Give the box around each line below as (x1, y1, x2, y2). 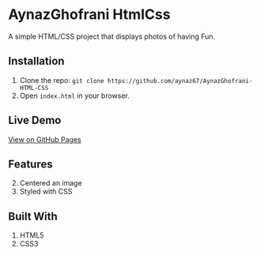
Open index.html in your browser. (19, 91, 130, 100)
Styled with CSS (19, 187, 73, 197)
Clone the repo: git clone (19, 75, 104, 84)
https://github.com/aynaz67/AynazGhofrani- (107, 77, 253, 84)
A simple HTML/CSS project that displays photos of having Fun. (8, 32, 216, 41)
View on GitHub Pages (8, 134, 81, 144)
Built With (8, 209, 58, 223)
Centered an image (19, 178, 83, 188)
